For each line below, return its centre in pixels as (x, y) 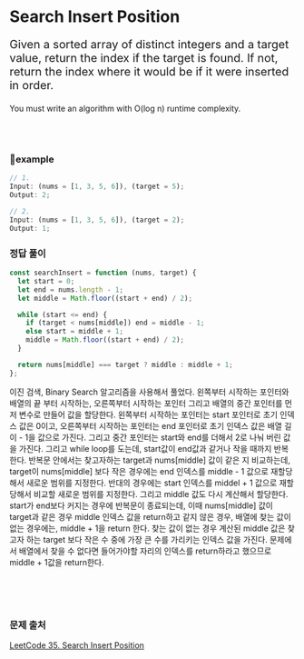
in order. (32, 85)
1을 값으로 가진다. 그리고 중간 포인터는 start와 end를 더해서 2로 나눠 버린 (153, 437)
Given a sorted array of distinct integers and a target (149, 45)
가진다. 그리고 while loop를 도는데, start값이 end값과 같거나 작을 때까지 (145, 448)
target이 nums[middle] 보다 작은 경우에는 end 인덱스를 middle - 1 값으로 (139, 471)
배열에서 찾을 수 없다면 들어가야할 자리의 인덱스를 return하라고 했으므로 (145, 551)
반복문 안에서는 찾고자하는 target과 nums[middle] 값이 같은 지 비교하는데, (159, 460)
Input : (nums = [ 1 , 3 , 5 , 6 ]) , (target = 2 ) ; (97, 220)
